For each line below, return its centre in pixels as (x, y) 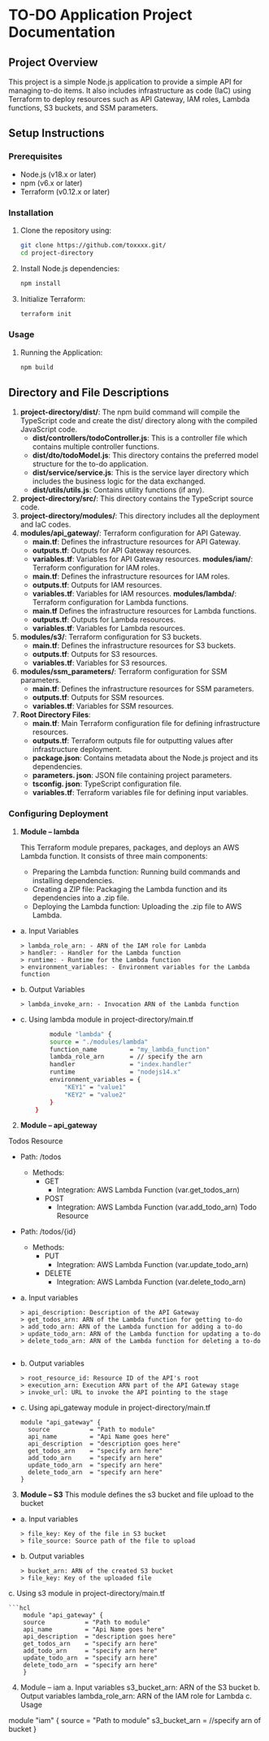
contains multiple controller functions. (96, 447)
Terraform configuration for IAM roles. (96, 568)
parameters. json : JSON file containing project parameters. (132, 776)
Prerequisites (35, 156)
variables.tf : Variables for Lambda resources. (108, 628)
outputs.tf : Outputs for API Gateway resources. (112, 550)
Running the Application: (61, 352)
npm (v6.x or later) (51, 183)
